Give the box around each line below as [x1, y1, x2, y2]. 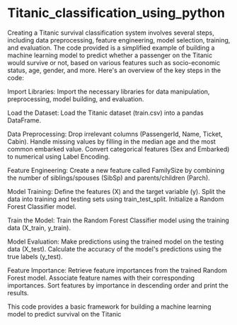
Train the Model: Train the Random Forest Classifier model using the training [7, 216, 230, 224]
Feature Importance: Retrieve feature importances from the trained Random [7, 266, 228, 274]
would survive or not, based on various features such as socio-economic [7, 58, 221, 67]
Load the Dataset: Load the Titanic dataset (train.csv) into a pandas [7, 108, 204, 117]
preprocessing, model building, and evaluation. [7, 94, 144, 103]
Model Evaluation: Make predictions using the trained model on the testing [7, 237, 224, 246]
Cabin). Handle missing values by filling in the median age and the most [7, 137, 216, 146]
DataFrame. [7, 115, 41, 125]
